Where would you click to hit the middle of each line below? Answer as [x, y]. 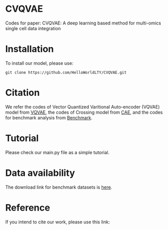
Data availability [40, 173]
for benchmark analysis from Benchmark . [49, 117]
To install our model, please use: [39, 63]
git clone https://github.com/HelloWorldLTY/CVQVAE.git [66, 72]
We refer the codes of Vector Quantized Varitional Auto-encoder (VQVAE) [82, 107]
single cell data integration [33, 28]
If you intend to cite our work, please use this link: [58, 222]
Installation [30, 49]
